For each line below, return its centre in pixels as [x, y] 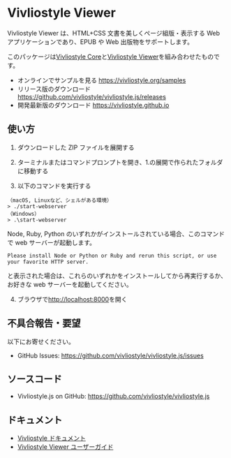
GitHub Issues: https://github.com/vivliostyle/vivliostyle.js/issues [110, 355]
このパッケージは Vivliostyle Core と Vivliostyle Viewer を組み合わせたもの [111, 57]
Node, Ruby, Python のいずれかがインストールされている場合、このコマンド [116, 234]
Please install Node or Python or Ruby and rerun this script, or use [112, 256]
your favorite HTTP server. [48, 262]
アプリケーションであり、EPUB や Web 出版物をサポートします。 [100, 42]
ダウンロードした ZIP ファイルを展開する [76, 147]
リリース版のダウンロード [54, 89]
